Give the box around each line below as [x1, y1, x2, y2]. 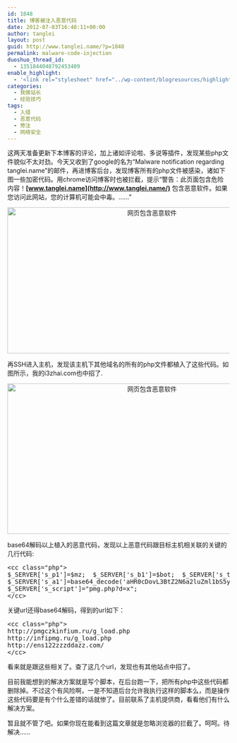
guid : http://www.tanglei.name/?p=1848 [7, 43, 125, 50]
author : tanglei [7, 30, 55, 37]
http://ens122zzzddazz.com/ [7, 641, 104, 650]
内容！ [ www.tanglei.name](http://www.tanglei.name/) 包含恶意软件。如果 [7, 184, 228, 193]
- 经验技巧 [13, 96, 42, 103]
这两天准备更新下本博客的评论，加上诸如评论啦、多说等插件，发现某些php [7, 149, 223, 157]
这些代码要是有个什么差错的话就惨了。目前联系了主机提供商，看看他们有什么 [7, 695, 230, 703]
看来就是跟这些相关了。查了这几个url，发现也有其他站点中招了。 [7, 662, 195, 671]
